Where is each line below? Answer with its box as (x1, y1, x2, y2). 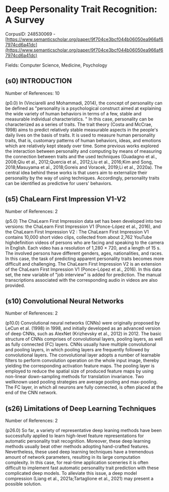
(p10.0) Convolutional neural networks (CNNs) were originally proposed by (5, 320, 160, 326)
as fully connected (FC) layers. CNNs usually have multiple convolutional (5, 341, 156, 347)
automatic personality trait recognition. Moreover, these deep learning (5, 438, 151, 444)
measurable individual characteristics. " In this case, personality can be (5, 116, 154, 122)
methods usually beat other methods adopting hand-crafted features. (5, 444, 150, 450)
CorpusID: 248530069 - (5, 31, 55, 37)
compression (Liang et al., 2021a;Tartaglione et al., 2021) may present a (5, 475, 154, 482)
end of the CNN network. (5, 390, 58, 396)
